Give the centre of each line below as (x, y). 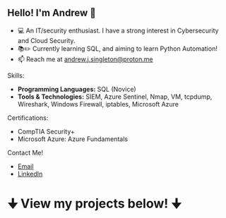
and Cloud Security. (46, 40)
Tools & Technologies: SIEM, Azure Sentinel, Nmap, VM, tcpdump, (115, 97)
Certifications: (28, 118)
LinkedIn (30, 174)
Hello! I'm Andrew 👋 (52, 13)
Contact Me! (25, 152)
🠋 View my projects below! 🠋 (95, 204)
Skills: (16, 75)
